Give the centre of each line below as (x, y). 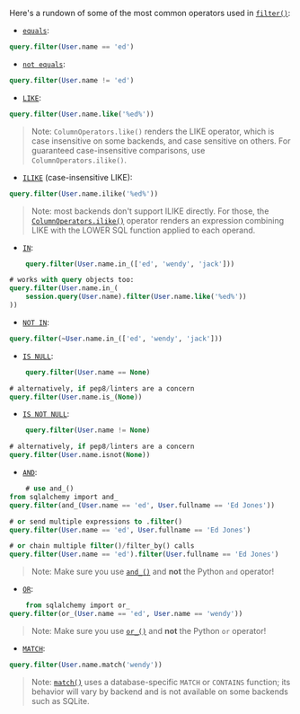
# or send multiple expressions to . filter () (96, 521)
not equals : (44, 64)
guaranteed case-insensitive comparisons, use (118, 150)
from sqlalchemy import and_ (64, 497)
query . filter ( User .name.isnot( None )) (80, 455)
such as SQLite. (60, 701)
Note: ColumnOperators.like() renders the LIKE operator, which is (153, 131)
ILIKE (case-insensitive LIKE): (77, 177)
